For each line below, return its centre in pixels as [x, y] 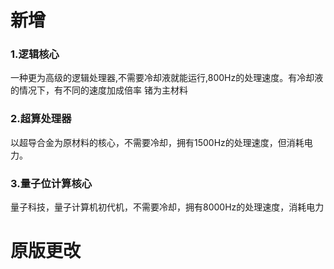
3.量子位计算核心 [51, 183]
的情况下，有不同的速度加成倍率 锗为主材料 [99, 90]
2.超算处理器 [41, 119]
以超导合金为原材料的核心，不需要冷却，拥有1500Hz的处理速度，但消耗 [157, 142]
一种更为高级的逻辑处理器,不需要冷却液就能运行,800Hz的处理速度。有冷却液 [167, 78]
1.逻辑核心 [35, 54]
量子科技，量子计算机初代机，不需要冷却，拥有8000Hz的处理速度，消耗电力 [167, 207]
